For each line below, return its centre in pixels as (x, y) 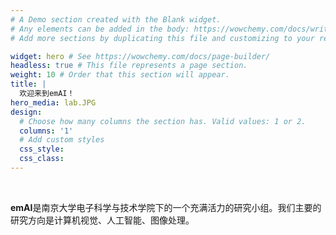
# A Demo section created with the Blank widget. (116, 19)
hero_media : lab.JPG (53, 102)
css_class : (42, 159)
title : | (28, 84)
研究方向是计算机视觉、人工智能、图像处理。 (102, 220)
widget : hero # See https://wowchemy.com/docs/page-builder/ (140, 56)
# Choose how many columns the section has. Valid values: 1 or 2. (163, 121)
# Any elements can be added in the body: (100, 29)
